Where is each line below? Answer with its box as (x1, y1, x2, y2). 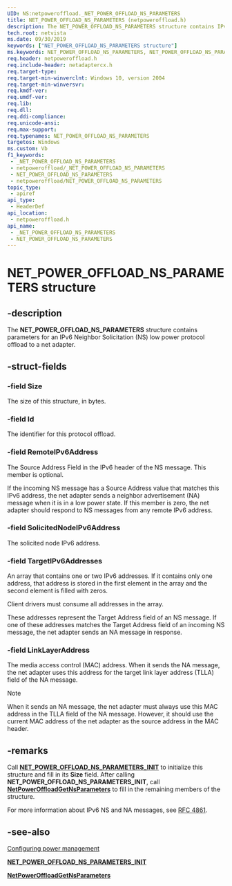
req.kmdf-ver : (7, 87, 48, 94)
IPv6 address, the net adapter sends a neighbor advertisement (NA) (7, 491, 200, 499)
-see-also (7, 826, 50, 838)
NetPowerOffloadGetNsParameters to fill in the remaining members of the (7, 785, 221, 793)
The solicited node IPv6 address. (7, 539, 101, 547)
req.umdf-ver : (7, 94, 48, 101)
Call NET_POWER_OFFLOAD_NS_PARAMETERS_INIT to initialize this (7, 763, 204, 772)
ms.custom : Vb (7, 145, 48, 152)
